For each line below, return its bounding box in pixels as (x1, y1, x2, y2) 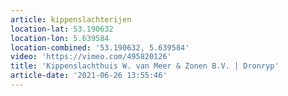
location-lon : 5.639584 (10, 33, 110, 43)
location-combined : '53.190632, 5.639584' (10, 42, 190, 53)
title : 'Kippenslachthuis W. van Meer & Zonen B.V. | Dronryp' (10, 61, 280, 71)
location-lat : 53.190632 (10, 24, 114, 34)
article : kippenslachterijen (10, 14, 132, 25)
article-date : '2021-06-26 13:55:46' (10, 71, 168, 81)
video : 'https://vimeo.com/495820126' (10, 52, 172, 62)
